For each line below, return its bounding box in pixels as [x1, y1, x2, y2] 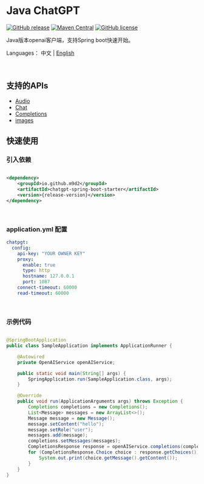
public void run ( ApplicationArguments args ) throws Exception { [17, 398, 183, 405]
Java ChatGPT [6, 4, 81, 18]
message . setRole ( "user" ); [28, 427, 94, 433]
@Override [17, 393, 42, 399]
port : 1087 [22, 279, 50, 285]
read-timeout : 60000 [17, 290, 69, 296]
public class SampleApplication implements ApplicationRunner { [6, 343, 172, 349]
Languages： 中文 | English [6, 49, 75, 57]
